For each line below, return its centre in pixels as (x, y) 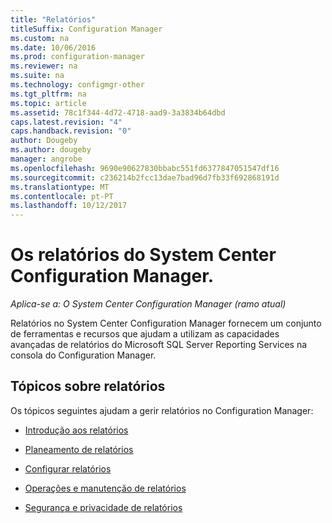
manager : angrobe (46, 159)
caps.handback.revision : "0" (71, 131)
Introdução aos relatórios (76, 430)
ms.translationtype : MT (60, 187)
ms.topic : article (48, 103)
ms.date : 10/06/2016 (53, 47)
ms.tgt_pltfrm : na (48, 94)
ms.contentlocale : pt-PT (62, 196)
